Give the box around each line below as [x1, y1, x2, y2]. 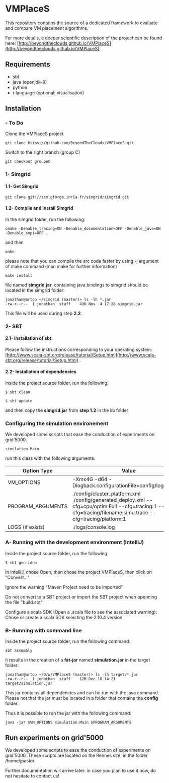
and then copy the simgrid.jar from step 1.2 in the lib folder [5, 407, 129, 413]
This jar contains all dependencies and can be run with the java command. [5, 689, 159, 696]
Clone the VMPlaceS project [5, 131, 64, 137]
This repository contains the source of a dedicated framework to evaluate [5, 20, 158, 26]
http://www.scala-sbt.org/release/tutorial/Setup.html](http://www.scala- [7, 351, 156, 358]
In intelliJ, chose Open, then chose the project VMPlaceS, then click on [5, 569, 152, 575]
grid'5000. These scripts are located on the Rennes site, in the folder [5, 752, 148, 758]
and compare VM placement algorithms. [5, 25, 89, 31]
